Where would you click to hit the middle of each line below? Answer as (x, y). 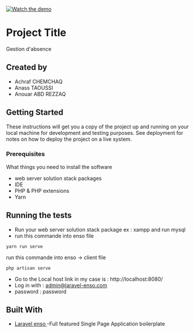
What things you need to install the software (59, 167)
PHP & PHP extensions (42, 191)
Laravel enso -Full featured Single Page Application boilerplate (90, 324)
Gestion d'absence (29, 49)
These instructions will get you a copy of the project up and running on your (97, 127)
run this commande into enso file (54, 236)
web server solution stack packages (58, 178)
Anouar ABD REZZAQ (40, 94)
